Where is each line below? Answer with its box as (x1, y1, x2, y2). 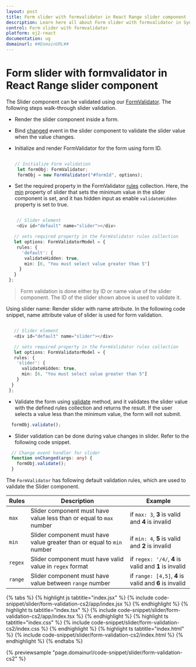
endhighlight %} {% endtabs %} (6, 638, 83, 645)
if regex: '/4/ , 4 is (129, 555, 181, 563)
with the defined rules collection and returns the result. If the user (14, 404, 173, 411)
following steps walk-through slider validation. (6, 104, 117, 111)
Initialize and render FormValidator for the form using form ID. (14, 145, 162, 152)
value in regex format (30, 562, 89, 570)
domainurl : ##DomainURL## (6, 42, 69, 47)
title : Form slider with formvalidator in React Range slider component (6, 14, 187, 20)
